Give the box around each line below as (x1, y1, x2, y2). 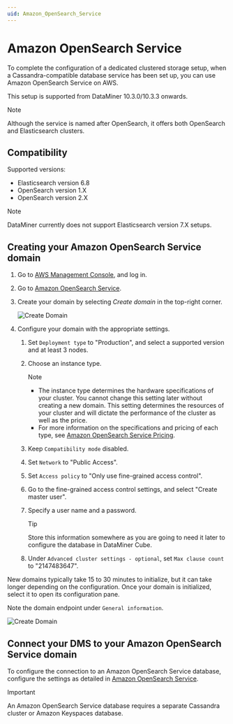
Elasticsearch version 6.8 (17, 179, 90, 187)
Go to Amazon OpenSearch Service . (17, 284, 122, 292)
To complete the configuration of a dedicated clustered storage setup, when (7, 64, 227, 72)
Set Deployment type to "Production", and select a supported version (27, 339, 225, 347)
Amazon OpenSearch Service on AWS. (7, 78, 119, 87)
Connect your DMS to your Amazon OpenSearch (7, 637, 222, 649)
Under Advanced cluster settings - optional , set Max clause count (27, 554, 225, 563)
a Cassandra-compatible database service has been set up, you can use (7, 71, 216, 79)
